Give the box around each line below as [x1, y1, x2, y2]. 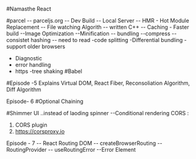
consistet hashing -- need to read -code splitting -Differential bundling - [6, 37, 187, 43]
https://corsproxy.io [15, 128, 65, 135]
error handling [15, 61, 51, 68]
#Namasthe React [6, 5, 52, 12]
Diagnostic [15, 55, 43, 62]
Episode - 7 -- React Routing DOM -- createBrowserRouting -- [6, 140, 163, 147]
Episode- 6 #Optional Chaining [6, 97, 84, 105]
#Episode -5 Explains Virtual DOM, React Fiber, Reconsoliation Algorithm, [6, 79, 191, 87]
